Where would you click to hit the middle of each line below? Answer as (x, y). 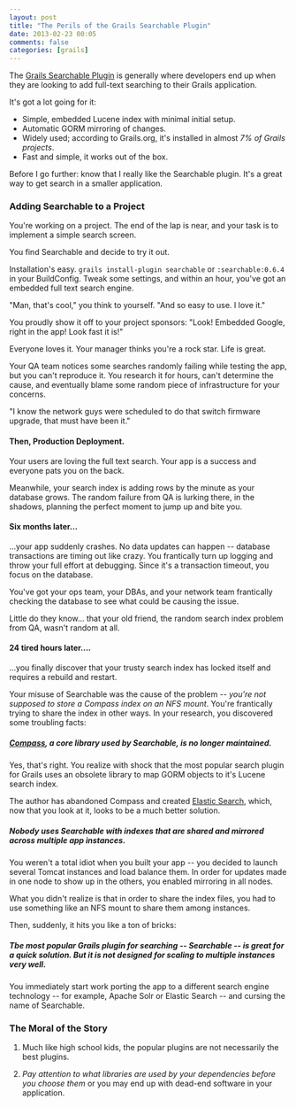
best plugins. (46, 1057)
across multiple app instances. (68, 840)
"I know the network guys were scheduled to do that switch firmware (135, 412)
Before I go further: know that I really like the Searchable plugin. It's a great (146, 174)
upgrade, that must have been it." (70, 421)
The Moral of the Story (58, 1028)
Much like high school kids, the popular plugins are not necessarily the (150, 1048)
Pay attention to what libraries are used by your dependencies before (148, 1074)
